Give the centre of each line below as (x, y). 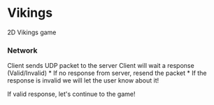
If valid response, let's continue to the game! (71, 94)
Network (22, 50)
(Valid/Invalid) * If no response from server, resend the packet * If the (107, 73)
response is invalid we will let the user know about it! (83, 80)
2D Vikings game (32, 32)
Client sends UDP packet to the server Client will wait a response (101, 66)
